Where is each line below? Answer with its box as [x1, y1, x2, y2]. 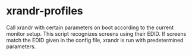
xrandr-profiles [6, 4, 83, 18]
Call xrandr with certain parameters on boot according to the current [6, 24, 174, 31]
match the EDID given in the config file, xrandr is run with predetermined [6, 36, 184, 43]
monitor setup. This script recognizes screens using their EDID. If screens [6, 30, 187, 37]
